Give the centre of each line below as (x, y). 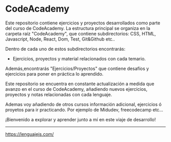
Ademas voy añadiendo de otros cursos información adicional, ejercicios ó (83, 104)
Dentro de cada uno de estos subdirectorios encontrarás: (65, 49)
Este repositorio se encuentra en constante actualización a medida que (80, 84)
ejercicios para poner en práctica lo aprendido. (54, 74)
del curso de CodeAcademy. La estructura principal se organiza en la (78, 28)
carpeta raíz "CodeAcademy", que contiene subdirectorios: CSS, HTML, (81, 33)
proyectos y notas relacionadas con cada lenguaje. (59, 94)
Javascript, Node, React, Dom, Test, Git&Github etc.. (60, 39)
